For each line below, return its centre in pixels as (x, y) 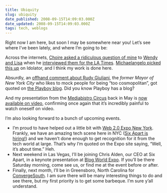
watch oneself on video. (30, 109)
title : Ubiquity (22, 10)
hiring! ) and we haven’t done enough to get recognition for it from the (84, 139)
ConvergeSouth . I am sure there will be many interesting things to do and (87, 176)
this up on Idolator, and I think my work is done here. (59, 68)
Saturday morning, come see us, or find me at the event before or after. (85, 165)
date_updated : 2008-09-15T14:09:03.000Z (48, 24)
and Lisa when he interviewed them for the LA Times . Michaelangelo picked (83, 63)
